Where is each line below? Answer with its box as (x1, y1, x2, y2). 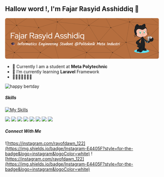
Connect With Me (5, 128, 41, 134)
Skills (5, 95, 17, 100)
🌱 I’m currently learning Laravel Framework (12, 69, 100, 75)
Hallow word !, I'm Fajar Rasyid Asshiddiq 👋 (5, 5, 139, 13)
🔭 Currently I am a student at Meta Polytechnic (12, 64, 108, 70)
